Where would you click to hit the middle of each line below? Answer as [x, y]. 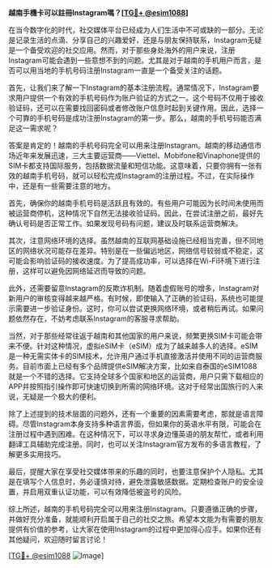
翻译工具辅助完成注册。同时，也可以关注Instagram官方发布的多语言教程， [132, 444]
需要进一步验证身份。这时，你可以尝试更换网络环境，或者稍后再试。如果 [136, 308]
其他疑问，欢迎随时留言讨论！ [58, 539]
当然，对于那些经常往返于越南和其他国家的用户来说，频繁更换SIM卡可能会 [132, 336]
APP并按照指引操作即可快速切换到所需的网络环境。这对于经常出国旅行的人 [132, 386]
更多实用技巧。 [40, 454]
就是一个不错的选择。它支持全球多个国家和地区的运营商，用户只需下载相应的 [136, 376]
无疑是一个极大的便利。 [62, 397]
